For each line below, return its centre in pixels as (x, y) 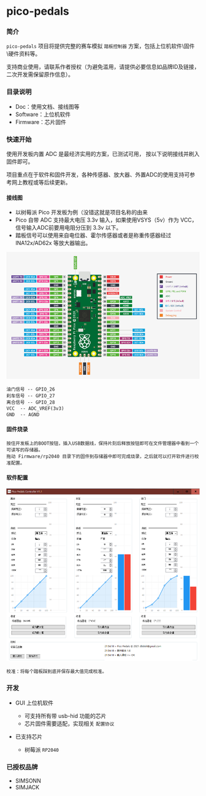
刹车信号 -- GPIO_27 (31, 396)
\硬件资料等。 (24, 54)
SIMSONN (28, 781)
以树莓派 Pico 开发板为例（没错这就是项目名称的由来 (82, 213)
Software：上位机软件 (43, 114)
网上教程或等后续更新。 (41, 182)
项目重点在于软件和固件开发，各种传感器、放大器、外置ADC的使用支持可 (98, 175)
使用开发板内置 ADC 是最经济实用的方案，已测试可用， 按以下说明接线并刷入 (103, 154)
